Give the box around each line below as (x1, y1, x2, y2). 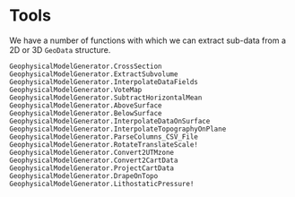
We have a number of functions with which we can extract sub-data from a (9, 35, 287, 46)
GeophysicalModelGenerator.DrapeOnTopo (9, 171, 159, 180)
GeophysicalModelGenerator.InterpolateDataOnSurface (9, 116, 211, 125)
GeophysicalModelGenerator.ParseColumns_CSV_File (9, 132, 199, 141)
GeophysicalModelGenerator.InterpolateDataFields (9, 77, 199, 86)
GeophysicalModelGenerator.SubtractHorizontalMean (9, 93, 203, 102)
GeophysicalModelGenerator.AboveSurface (9, 100, 163, 110)
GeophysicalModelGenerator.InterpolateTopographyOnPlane (9, 124, 227, 133)
